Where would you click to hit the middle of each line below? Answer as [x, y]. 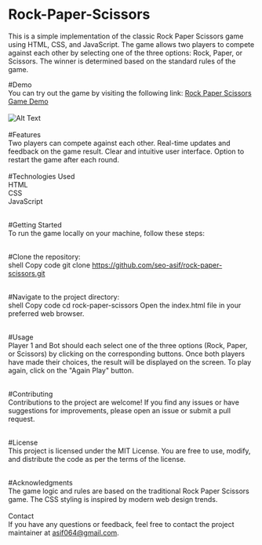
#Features [25, 134]
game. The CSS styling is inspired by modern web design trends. [113, 499]
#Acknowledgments [40, 482]
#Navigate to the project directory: [64, 296]
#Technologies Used [42, 176]
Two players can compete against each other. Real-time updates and [119, 143]
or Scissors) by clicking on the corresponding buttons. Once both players [127, 354]
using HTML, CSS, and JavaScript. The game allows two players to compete [131, 44]
